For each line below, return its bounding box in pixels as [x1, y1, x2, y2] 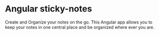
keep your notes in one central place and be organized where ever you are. [5, 24, 155, 30]
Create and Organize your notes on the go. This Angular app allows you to [5, 19, 153, 25]
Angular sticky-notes [5, 3, 92, 14]
